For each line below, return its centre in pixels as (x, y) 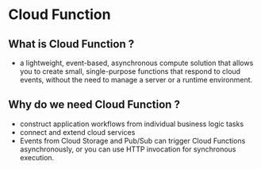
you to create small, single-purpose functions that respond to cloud (130, 71)
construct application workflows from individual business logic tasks (132, 124)
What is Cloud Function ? (71, 44)
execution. (37, 157)
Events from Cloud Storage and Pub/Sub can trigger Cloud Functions (132, 140)
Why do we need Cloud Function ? (94, 105)
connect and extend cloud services (77, 132)
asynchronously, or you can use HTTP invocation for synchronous (128, 149)
